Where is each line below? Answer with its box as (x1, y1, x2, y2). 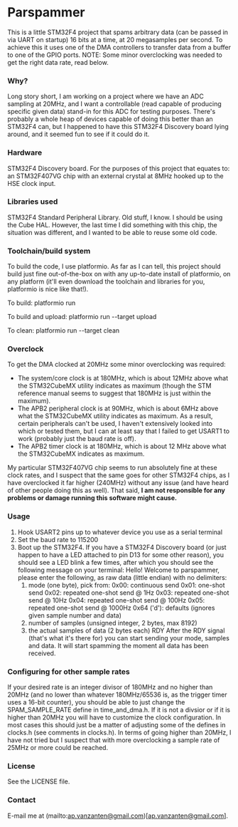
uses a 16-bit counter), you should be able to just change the (7, 698, 185, 707)
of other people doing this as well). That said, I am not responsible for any (7, 486, 226, 495)
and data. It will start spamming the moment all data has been (28, 641, 209, 650)
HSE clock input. (7, 179, 56, 187)
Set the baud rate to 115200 (17, 535, 99, 543)
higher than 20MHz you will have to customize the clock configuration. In (7, 713, 222, 722)
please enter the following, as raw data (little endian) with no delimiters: (17, 573, 227, 581)
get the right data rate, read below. (7, 58, 109, 66)
